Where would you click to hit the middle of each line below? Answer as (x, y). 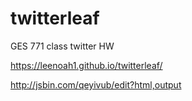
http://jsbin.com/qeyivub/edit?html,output (96, 84)
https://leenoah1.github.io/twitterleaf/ (86, 65)
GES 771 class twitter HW (62, 46)
